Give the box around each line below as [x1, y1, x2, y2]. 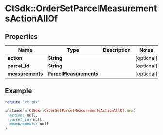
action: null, [9, 113, 38, 118]
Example [5, 87, 32, 95]
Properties [5, 32, 38, 40]
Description [103, 47, 131, 53]
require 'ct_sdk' [5, 99, 40, 104]
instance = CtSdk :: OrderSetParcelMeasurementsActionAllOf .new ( [5, 108, 136, 113]
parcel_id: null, [9, 117, 45, 122]
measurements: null [9, 121, 49, 127]
